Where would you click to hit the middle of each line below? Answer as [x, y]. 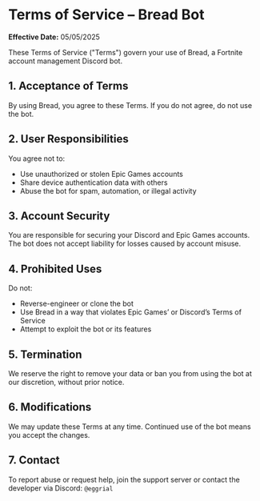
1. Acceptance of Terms [68, 86]
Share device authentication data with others [94, 182]
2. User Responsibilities [69, 139]
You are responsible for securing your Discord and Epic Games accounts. [129, 235]
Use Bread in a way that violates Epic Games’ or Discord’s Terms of [131, 312]
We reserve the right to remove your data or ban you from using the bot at [130, 373]
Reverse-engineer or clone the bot [76, 304]
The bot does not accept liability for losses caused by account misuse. [125, 244]
